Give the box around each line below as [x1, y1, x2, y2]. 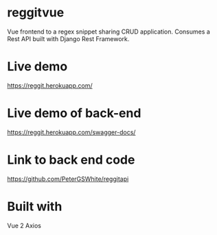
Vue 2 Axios [7, 221, 41, 230]
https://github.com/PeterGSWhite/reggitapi [7, 175, 129, 183]
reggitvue [7, 5, 65, 21]
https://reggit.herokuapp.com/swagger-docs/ [7, 128, 136, 136]
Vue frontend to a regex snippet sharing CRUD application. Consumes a [7, 27, 211, 36]
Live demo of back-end [7, 106, 141, 121]
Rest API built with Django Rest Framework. [7, 34, 130, 42]
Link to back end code [7, 152, 135, 167]
